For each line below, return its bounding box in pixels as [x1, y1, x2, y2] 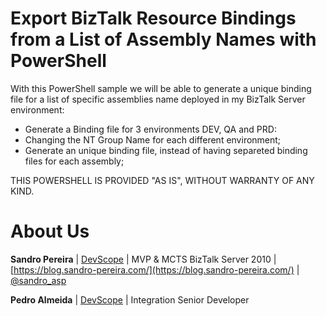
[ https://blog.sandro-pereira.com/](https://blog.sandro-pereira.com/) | [10, 263, 300, 276]
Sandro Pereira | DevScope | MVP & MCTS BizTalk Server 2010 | [10, 253, 277, 265]
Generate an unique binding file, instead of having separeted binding [24, 144, 308, 156]
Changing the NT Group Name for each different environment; [24, 133, 282, 146]
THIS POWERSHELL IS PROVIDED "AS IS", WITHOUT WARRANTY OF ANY [10, 174, 315, 186]
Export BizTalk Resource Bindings [10, 7, 297, 30]
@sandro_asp [10, 274, 67, 286]
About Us [10, 220, 90, 243]
